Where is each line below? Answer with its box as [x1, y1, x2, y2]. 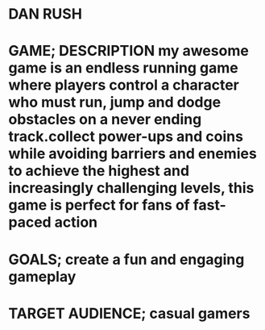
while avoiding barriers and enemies [8, 144, 258, 163]
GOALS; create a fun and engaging [8, 250, 245, 269]
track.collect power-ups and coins [8, 127, 244, 146]
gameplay [8, 267, 77, 286]
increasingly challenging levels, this [8, 179, 255, 198]
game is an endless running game [8, 59, 239, 77]
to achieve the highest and [8, 162, 190, 180]
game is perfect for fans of [8, 196, 191, 215]
